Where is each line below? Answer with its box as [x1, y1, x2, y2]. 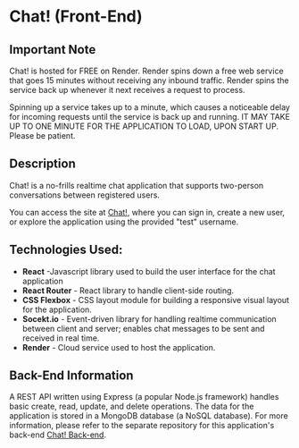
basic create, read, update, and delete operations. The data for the [9, 401, 254, 412]
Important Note [9, 42, 96, 57]
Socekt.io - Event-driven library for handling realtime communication [21, 313, 277, 324]
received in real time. [21, 333, 100, 343]
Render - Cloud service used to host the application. [21, 342, 216, 352]
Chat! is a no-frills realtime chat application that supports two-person [9, 180, 264, 190]
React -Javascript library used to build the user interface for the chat [21, 266, 276, 276]
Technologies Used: [9, 242, 123, 258]
